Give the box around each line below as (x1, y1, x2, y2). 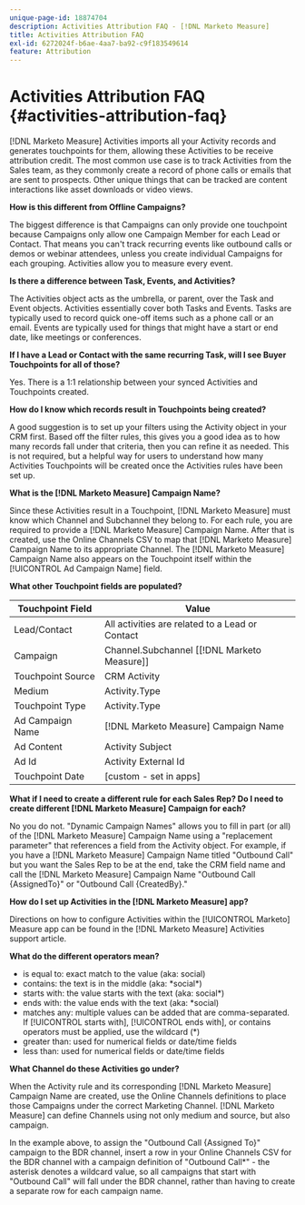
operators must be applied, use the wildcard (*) (22, 1027, 201, 1038)
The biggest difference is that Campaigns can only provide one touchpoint (9, 219, 288, 230)
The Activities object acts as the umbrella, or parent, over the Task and (9, 293, 274, 305)
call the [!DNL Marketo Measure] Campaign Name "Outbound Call (9, 869, 256, 880)
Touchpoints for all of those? (9, 359, 121, 370)
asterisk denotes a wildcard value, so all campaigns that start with (9, 1166, 257, 1178)
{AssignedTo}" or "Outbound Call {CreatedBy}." (9, 879, 188, 889)
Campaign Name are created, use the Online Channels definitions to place (9, 1090, 287, 1101)
